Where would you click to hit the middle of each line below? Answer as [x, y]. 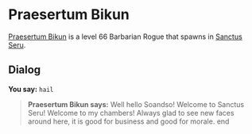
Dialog [25, 70]
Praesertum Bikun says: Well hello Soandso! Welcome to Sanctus [136, 104]
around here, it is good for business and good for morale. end [128, 121]
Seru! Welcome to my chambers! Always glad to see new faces [131, 113]
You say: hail [31, 89]
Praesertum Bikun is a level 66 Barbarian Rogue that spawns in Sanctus [125, 36]
